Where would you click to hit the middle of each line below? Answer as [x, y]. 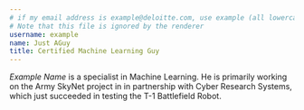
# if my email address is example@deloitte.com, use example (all [137, 18]
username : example [44, 34]
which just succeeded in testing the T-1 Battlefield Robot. [115, 96]
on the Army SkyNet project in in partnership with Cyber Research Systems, [151, 87]
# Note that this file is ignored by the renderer [107, 26]
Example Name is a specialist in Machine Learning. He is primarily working [148, 77]
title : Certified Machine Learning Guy [85, 51]
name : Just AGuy [40, 43]
